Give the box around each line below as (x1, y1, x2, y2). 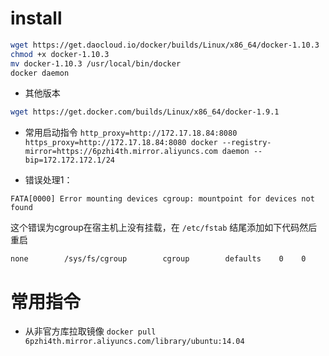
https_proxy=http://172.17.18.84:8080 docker (24, 138, 218, 148)
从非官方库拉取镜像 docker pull (24, 325, 157, 337)
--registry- (221, 138, 272, 148)
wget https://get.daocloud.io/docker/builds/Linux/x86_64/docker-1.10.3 (10, 40, 320, 50)
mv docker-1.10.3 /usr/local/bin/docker (10, 58, 182, 69)
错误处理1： (24, 174, 73, 186)
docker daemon (10, 68, 70, 78)
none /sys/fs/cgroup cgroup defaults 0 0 (10, 254, 307, 264)
